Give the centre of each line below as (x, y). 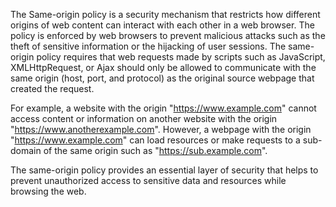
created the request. (52, 88)
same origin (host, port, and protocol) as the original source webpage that (162, 78)
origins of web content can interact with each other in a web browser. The (162, 25)
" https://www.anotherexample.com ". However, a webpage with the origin (161, 129)
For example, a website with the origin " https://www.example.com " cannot (163, 108)
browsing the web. (48, 191)
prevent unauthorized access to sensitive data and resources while (148, 180)
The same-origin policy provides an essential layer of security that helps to (164, 170)
